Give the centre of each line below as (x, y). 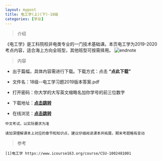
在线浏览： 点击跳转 (32, 113)
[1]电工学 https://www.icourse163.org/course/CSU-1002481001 (68, 154)
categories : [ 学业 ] (24, 19)
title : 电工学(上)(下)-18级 (32, 14)
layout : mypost (21, 10)
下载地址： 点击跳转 (32, 103)
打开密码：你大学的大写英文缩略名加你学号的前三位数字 (68, 93)
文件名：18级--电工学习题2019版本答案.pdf (56, 82)
